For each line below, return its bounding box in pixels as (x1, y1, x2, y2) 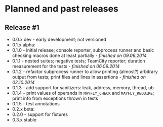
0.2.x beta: (12, 106, 35, 112)
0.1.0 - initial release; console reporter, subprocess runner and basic (12, 47, 154, 53)
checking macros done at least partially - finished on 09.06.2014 (12, 52, 147, 58)
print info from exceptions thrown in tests (12, 95, 98, 101)
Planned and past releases (5, 3, 118, 15)
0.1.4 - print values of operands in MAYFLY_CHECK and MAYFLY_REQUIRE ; (12, 90, 154, 96)
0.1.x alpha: (12, 42, 36, 48)
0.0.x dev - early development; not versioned (12, 36, 107, 42)
